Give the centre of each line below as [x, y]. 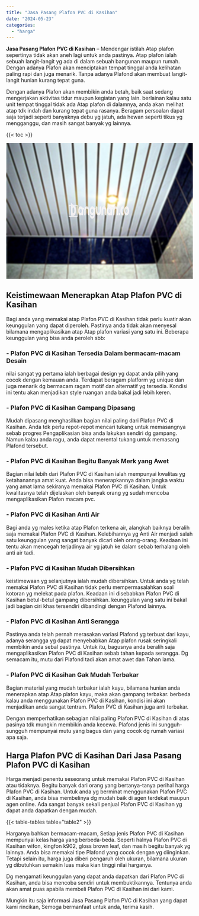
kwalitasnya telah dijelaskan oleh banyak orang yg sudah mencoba [88, 493]
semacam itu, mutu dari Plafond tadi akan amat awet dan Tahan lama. [91, 659]
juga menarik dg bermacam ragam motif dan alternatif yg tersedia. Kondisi [97, 386]
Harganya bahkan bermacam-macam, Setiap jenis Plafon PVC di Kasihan [95, 834]
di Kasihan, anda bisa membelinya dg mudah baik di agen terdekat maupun [98, 798]
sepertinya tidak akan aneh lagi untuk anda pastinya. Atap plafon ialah [92, 55]
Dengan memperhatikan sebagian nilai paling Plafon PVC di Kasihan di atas [98, 718]
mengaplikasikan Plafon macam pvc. [51, 499]
